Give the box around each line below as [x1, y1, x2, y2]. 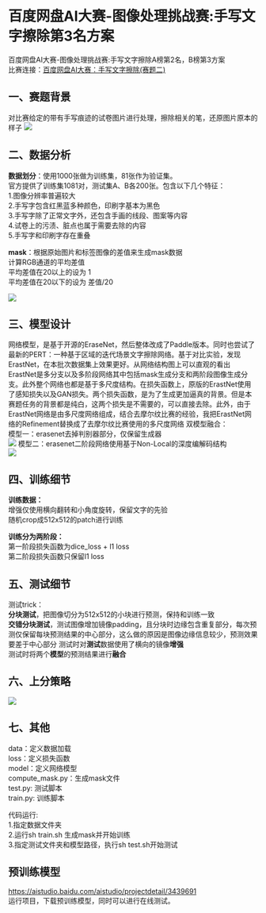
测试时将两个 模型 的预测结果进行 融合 [8, 649, 127, 659]
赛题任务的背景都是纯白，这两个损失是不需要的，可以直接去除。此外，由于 [8, 399, 251, 409]
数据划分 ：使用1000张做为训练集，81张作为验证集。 [8, 171, 177, 180]
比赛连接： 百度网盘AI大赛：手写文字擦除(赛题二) [8, 64, 166, 74]
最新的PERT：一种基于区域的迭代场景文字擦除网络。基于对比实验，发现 [8, 350, 241, 360]
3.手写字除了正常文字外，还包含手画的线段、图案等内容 [8, 210, 188, 220]
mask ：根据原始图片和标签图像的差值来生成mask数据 [8, 247, 184, 256]
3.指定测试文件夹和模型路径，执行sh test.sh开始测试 [8, 839, 178, 849]
